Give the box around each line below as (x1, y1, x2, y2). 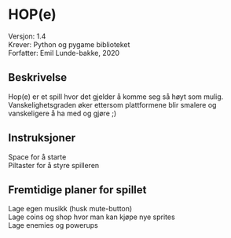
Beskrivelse (8, 71, 68, 84)
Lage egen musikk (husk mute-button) (8, 204, 133, 214)
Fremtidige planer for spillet (8, 183, 147, 196)
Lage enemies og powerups (8, 221, 98, 230)
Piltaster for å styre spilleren (8, 160, 100, 170)
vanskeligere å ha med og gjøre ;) (8, 108, 117, 118)
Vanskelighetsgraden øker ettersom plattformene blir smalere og (8, 100, 217, 109)
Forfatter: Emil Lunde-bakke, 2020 (8, 48, 120, 57)
